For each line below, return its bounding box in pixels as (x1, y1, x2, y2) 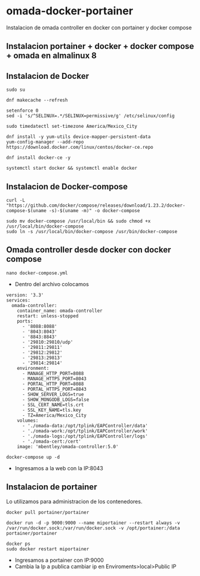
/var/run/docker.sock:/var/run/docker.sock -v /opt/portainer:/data (6, 525, 180, 531)
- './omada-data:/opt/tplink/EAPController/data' (21, 422, 148, 428)
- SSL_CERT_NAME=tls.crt (21, 402, 84, 408)
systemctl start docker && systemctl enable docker (6, 166, 137, 171)
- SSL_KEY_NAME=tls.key (21, 407, 82, 413)
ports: (17, 318, 33, 324)
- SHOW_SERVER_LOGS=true (21, 391, 84, 397)
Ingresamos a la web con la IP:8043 (14, 464, 103, 471)
